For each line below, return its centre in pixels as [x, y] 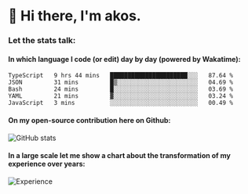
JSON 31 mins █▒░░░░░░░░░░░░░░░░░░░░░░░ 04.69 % [121, 83]
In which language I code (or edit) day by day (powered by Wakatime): [124, 59]
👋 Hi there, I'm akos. [75, 16]
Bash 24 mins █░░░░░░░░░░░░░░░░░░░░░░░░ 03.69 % [121, 89]
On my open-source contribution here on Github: [89, 120]
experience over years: [47, 164]
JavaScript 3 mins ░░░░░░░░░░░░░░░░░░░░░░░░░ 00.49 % [121, 103]
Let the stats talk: [42, 41]
